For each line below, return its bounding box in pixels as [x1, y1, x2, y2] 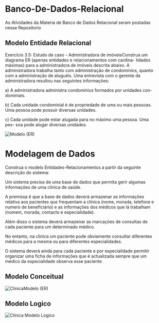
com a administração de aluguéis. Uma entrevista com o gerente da [5, 72, 141, 79]
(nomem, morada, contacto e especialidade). [5, 209, 95, 215]
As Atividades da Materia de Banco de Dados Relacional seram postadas [5, 20, 151, 25]
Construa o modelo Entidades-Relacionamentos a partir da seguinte [5, 164, 141, 170]
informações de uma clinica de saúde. [5, 184, 82, 190]
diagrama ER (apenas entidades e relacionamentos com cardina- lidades [5, 57, 151, 63]
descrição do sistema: [5, 169, 50, 175]
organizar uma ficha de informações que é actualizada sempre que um [5, 253, 147, 259]
